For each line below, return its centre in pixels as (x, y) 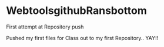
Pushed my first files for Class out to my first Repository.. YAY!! (82, 38)
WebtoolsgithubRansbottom (76, 11)
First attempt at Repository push (45, 27)
